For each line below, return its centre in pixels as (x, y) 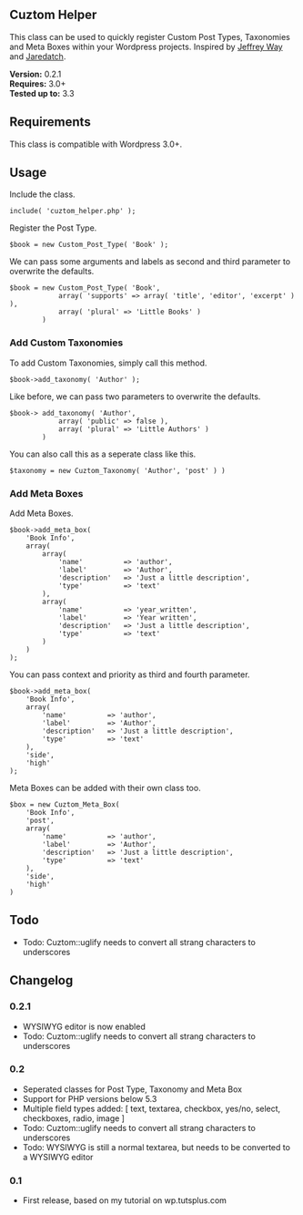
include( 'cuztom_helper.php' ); (73, 211)
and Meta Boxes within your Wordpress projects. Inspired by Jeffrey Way (146, 46)
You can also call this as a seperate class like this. (103, 454)
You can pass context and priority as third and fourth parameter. (130, 674)
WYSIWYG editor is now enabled (84, 1026)
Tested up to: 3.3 (42, 93)
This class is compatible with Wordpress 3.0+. (96, 144)
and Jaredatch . (38, 56)
